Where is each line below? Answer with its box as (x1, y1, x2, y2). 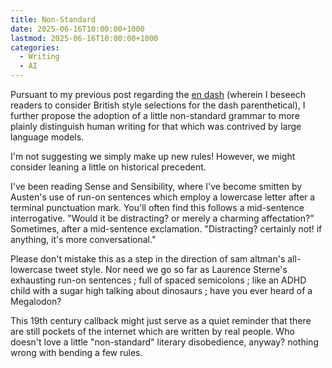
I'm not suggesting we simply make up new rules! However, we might (10, 151, 296, 162)
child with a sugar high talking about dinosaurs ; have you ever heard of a (10, 285, 313, 296)
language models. (10, 131, 85, 143)
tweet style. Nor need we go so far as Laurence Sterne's (54, 264, 288, 275)
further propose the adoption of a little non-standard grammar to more (10, 110, 300, 121)
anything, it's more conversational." (10, 234, 157, 245)
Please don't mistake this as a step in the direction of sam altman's (10, 253, 286, 265)
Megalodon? (10, 296, 62, 307)
